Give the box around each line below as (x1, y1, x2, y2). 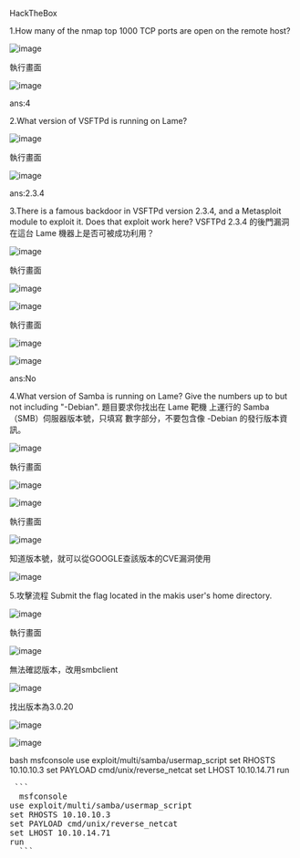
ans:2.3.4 (9, 188, 46, 199)
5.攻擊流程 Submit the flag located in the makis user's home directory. (9, 590, 273, 601)
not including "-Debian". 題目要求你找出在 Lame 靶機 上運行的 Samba (9, 401, 270, 412)
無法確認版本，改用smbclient (9, 665, 119, 675)
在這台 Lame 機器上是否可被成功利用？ (9, 228, 155, 238)
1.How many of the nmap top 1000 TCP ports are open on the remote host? (9, 26, 291, 36)
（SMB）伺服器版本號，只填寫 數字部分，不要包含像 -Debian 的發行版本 (9, 413, 280, 423)
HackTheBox (9, 8, 57, 18)
